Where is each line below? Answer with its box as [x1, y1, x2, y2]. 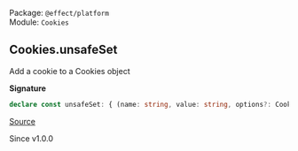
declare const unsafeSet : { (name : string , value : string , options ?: [9, 100, 272, 109]
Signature [9, 83, 47, 94]
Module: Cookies [9, 17, 69, 27]
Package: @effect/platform [9, 8, 109, 18]
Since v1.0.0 [9, 132, 53, 144]
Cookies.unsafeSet [9, 42, 118, 57]
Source [9, 116, 35, 126]
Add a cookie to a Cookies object [9, 65, 130, 76]
